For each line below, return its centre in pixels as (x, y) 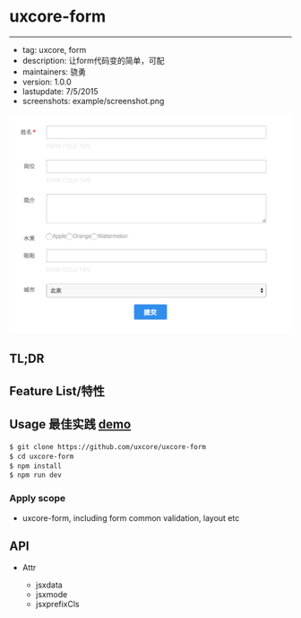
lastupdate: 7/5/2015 (60, 91)
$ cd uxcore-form (42, 456)
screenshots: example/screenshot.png (93, 101)
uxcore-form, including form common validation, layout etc (131, 517)
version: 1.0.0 (47, 82)
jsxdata (49, 585)
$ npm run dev (36, 475)
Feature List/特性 (57, 391)
